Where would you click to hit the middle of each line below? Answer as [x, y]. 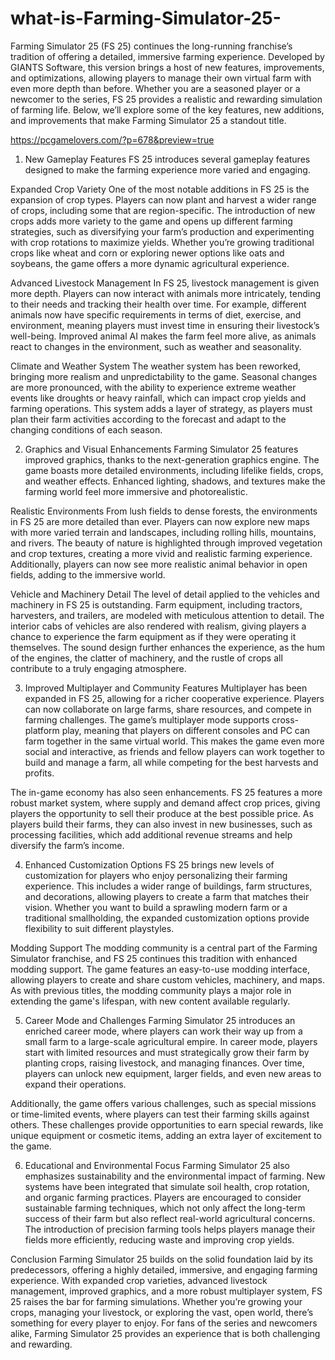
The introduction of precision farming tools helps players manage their [170, 1229]
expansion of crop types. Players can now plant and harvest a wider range [163, 199]
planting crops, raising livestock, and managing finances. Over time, [164, 1063]
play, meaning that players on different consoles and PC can [186, 730]
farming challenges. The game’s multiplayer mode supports [147, 719]
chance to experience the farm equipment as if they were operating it [153, 636]
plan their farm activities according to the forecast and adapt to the [148, 419]
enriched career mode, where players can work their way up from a [163, 1031]
